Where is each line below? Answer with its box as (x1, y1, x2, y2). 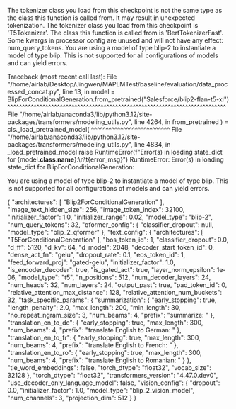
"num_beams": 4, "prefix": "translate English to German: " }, (7, 326, 182, 334)
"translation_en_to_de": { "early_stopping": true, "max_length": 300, (7, 318, 203, 327)
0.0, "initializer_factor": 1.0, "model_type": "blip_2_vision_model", (7, 386, 195, 394)
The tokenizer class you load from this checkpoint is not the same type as (7, 6, 223, 14)
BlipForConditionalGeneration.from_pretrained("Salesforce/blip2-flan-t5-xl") (7, 95, 230, 103)
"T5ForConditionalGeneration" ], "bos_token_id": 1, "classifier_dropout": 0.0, (7, 235, 229, 244)
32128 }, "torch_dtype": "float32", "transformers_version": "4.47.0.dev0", (7, 371, 218, 379)
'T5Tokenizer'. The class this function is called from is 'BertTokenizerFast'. (7, 28, 224, 37)
